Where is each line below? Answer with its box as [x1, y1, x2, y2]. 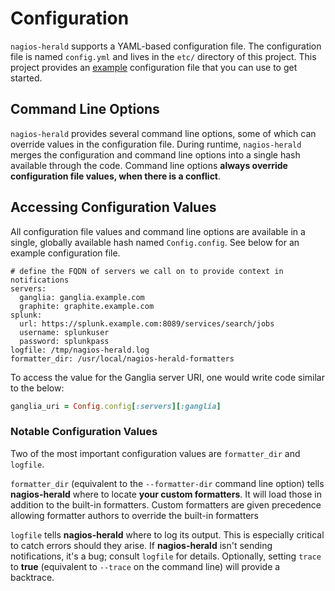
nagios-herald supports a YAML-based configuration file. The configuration [10, 40, 322, 52]
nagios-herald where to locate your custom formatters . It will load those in [10, 488, 322, 500]
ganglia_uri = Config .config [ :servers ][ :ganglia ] [10, 401, 222, 411]
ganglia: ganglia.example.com [19, 292, 145, 302]
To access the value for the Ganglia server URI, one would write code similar [10, 371, 326, 383]
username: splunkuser [19, 327, 110, 337]
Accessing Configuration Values [10, 199, 217, 216]
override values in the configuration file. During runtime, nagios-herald [10, 138, 302, 150]
